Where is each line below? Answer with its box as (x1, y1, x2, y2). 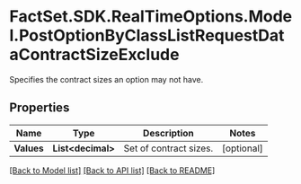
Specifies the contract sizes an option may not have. (9, 74, 204, 84)
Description (142, 127, 195, 139)
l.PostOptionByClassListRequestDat (9, 25, 285, 46)
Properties (9, 101, 70, 116)
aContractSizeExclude (9, 45, 180, 65)
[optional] (221, 142, 263, 154)
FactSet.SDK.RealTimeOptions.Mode (9, 6, 293, 27)
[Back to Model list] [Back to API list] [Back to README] (9, 164, 216, 176)
